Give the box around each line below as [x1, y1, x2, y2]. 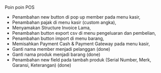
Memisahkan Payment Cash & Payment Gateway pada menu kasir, [12, 41, 150, 47]
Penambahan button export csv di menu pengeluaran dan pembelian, [12, 30, 156, 36]
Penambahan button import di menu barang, [12, 35, 104, 41]
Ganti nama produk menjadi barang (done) [12, 51, 100, 57]
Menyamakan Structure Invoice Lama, [12, 25, 91, 31]
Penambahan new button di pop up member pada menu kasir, [12, 14, 141, 20]
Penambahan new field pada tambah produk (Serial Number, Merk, [12, 57, 151, 62]
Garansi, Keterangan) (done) [12, 62, 72, 68]
